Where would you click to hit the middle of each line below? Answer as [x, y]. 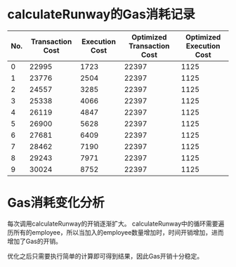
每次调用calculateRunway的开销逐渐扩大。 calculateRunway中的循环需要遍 [116, 223]
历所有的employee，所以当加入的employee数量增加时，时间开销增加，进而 [116, 232]
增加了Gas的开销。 [34, 241]
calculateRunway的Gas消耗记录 [101, 14]
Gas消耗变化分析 [56, 203]
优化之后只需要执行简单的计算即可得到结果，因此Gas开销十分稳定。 [105, 256]
